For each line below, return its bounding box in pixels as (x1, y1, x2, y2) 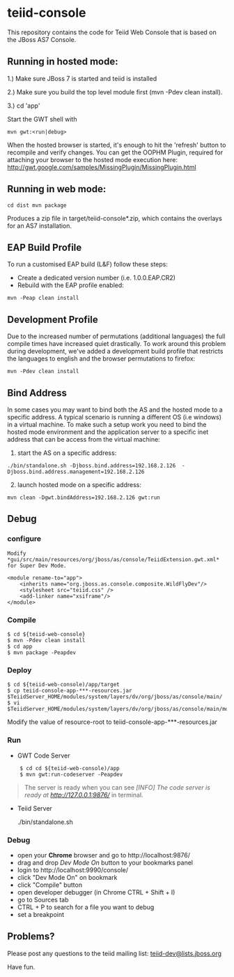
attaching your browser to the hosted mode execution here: (7, 155, 178, 164)
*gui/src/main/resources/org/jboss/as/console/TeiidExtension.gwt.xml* (7, 556, 219, 563)
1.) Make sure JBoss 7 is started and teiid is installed (7, 74, 157, 82)
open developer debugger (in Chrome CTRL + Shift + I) (17, 888, 175, 896)
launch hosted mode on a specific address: (17, 481, 141, 488)
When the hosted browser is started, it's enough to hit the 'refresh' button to (7, 140, 226, 149)
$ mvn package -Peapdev (7, 649, 77, 656)
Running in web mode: (7, 183, 107, 195)
